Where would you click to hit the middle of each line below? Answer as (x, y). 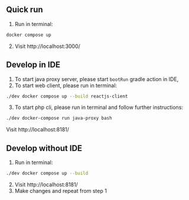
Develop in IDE (33, 65)
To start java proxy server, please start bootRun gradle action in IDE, (97, 79)
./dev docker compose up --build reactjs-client (67, 96)
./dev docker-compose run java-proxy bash (59, 118)
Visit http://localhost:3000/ (48, 46)
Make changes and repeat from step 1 (61, 191)
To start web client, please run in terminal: (66, 85)
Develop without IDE (44, 148)
